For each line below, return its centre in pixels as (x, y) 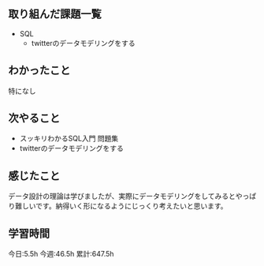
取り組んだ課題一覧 (55, 14)
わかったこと (39, 71)
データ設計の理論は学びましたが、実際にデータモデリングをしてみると (122, 197)
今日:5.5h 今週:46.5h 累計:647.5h (61, 254)
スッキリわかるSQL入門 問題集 (69, 139)
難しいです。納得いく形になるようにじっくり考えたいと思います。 (121, 206)
